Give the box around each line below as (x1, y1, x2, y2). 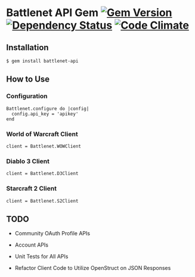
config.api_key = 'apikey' (11, 111, 79, 117)
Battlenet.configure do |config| (6, 105, 89, 111)
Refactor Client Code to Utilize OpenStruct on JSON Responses (14, 264, 171, 272)
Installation (6, 42, 49, 52)
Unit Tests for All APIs (14, 253, 69, 260)
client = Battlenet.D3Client (6, 170, 79, 177)
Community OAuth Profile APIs (14, 230, 91, 237)
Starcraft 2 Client (6, 185, 57, 193)
